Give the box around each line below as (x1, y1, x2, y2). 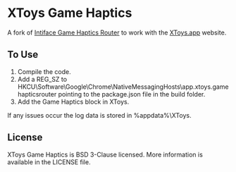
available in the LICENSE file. (7, 157, 91, 166)
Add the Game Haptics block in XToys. (17, 97, 130, 106)
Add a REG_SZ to (17, 75, 68, 83)
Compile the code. (17, 67, 72, 75)
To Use (7, 49, 39, 61)
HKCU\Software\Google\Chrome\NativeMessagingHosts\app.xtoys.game (17, 82, 229, 91)
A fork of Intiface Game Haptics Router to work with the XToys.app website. (7, 28, 227, 37)
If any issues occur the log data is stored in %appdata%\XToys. (7, 111, 192, 119)
